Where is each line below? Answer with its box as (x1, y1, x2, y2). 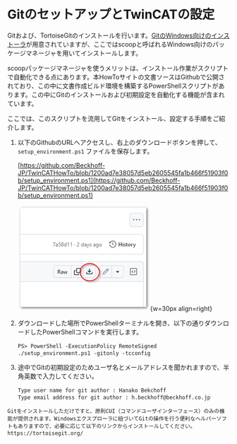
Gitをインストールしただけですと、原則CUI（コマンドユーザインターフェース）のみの (7, 407, 220, 414)
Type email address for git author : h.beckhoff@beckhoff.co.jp (17, 394, 211, 401)
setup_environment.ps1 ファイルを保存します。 (17, 146, 154, 156)
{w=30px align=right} (150, 304, 213, 312)
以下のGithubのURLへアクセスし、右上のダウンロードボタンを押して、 (17, 138, 221, 146)
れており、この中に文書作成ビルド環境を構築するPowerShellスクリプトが (7, 81, 219, 90)
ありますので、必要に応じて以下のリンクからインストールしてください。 (17, 422, 196, 430)
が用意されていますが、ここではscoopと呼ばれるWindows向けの (25, 40, 213, 48)
